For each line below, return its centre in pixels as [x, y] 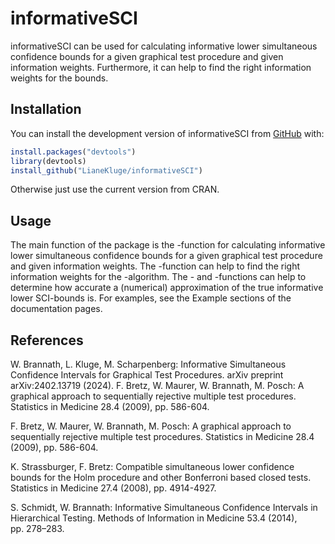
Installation [46, 109]
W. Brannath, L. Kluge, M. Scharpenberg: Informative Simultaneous [148, 364]
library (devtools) [48, 161]
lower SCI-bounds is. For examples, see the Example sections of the [151, 298]
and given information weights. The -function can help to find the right [155, 266]
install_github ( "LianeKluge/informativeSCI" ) [106, 170]
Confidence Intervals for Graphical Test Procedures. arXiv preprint [147, 375]
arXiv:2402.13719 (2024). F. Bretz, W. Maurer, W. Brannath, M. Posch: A [157, 385]
